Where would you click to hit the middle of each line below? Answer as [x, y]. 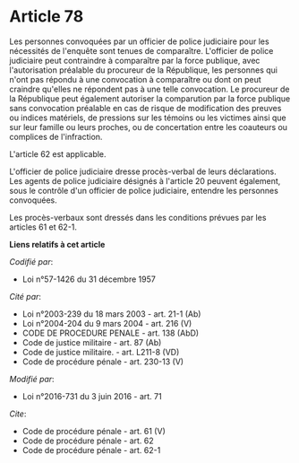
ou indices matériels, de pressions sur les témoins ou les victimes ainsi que [148, 118]
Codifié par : [31, 261]
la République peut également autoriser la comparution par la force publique [150, 98]
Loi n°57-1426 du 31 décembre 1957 [89, 279]
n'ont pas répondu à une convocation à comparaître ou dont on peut [135, 79]
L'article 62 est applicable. [58, 153]
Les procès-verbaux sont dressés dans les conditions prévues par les [138, 217]
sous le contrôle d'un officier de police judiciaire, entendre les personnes [144, 190]
